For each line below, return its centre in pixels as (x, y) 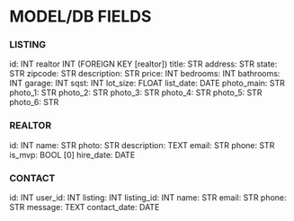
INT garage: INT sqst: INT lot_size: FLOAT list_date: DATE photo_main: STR (147, 84)
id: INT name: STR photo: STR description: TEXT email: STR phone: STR (142, 145)
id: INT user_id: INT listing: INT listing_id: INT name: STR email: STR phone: (148, 198)
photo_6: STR (34, 102)
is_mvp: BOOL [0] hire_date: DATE (72, 155)
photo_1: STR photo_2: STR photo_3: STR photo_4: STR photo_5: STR (136, 93)
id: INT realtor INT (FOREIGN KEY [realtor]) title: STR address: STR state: (143, 64)
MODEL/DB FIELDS (80, 17)
